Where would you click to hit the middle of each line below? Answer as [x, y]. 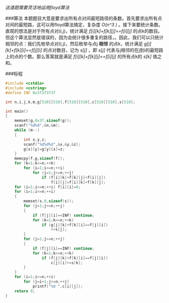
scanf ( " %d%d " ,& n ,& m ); [37, 126]
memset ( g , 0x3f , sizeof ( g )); [43, 121]
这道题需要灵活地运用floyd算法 [37, 7]
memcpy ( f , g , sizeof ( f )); [40, 159]
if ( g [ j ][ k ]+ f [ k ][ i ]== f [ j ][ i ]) [75, 225]
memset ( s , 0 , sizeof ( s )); [49, 201]
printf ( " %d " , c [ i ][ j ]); [58, 286]
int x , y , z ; [35, 140]
